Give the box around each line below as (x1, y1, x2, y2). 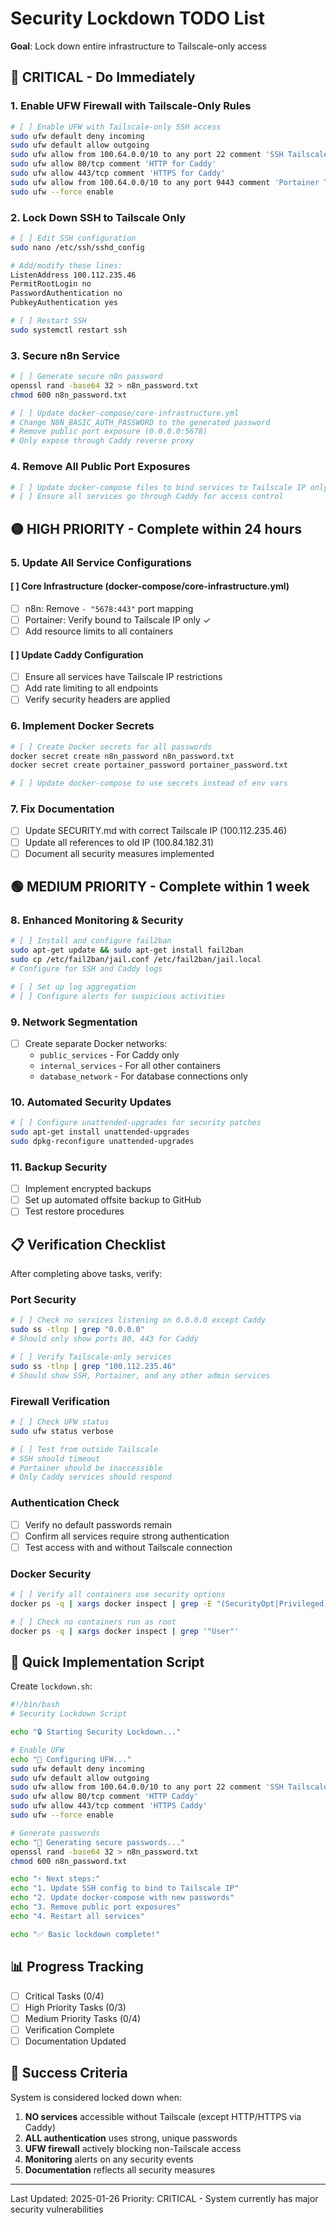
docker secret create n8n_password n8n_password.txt (10, 751, 235, 761)
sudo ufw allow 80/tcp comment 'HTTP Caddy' (10, 1792, 199, 1802)
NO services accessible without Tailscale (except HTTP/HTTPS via (24, 2110, 302, 2122)
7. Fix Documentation (10, 802, 115, 816)
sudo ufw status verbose (10, 1426, 114, 1436)
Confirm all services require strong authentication (24, 1530, 230, 1542)
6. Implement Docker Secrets (10, 719, 155, 733)
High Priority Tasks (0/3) (24, 2001, 127, 2013)
